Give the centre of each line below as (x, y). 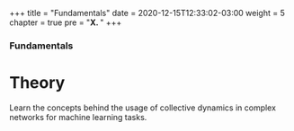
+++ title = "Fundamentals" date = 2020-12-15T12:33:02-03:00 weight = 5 (147, 13)
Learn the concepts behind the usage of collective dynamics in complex (143, 108)
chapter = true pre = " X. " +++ (66, 22)
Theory (37, 83)
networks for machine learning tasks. (78, 117)
